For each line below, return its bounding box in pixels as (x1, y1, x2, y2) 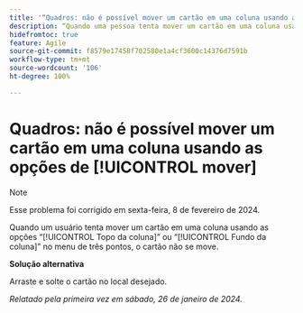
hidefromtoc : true (9, 30, 78, 39)
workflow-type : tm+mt (9, 55, 91, 64)
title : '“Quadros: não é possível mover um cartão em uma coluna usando (9, 13, 289, 23)
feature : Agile (9, 38, 67, 48)
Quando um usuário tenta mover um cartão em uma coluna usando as (9, 222, 269, 233)
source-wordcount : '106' (9, 64, 103, 73)
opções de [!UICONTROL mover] (9, 157, 257, 177)
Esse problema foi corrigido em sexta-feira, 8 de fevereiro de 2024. (9, 204, 261, 215)
